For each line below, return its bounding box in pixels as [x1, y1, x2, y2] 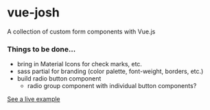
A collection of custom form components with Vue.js [7, 27, 156, 36]
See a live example [7, 95, 60, 103]
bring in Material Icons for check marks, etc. [16, 60, 143, 68]
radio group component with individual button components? [27, 82, 197, 90]
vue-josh [7, 5, 60, 20]
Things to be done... [7, 44, 76, 54]
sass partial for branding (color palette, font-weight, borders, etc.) [16, 67, 204, 76]
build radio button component [16, 74, 102, 83]
